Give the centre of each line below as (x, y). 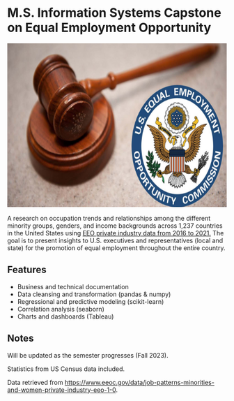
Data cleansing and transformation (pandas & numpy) (94, 294)
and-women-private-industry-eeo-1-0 (62, 390)
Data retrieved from (36, 382)
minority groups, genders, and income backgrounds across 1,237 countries (115, 226)
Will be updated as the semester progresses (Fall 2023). (88, 355)
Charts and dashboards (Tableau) (65, 316)
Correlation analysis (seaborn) (61, 309)
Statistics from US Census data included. (66, 369)
